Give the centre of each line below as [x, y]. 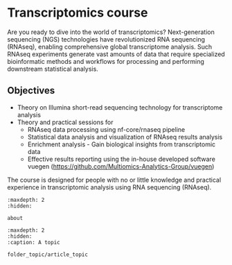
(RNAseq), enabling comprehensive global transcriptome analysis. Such [110, 46]
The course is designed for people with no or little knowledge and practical [114, 180]
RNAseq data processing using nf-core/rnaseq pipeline [106, 129]
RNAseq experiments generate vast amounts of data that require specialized [116, 54]
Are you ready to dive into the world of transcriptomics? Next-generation [111, 32]
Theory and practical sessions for [65, 122]
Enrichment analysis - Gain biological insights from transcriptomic [122, 144]
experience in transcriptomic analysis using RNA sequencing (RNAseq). [109, 187]
